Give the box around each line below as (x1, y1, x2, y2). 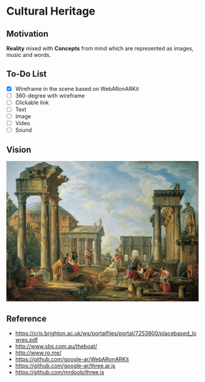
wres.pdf (15, 336, 38, 344)
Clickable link (15, 99, 49, 106)
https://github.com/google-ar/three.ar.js (15, 362, 116, 370)
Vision (6, 145, 32, 155)
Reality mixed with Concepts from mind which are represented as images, (6, 45, 194, 52)
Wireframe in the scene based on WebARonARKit (15, 85, 139, 92)
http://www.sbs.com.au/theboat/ (15, 343, 98, 350)
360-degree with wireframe (15, 92, 85, 99)
